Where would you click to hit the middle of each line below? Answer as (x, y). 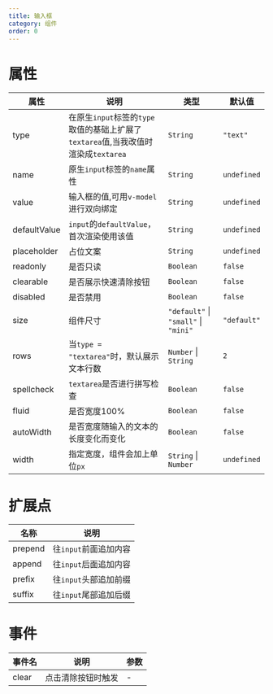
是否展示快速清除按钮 (109, 282)
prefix (24, 579)
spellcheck (33, 390)
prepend (29, 548)
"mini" (180, 331)
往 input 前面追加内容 (92, 549)
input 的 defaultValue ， (112, 225)
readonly (30, 267)
